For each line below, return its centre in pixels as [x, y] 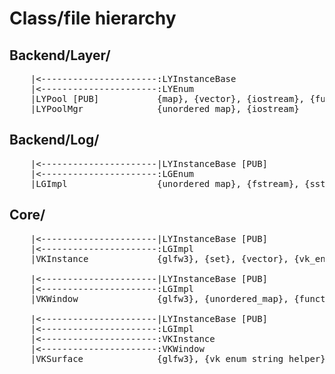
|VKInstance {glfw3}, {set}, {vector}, [159, 258]
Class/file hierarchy [93, 18]
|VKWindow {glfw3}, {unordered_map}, [159, 298]
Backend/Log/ [54, 140]
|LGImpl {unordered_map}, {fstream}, [165, 183]
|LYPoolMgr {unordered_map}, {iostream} [165, 108]
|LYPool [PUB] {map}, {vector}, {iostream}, [168, 98]
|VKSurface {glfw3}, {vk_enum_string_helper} [178, 358]
